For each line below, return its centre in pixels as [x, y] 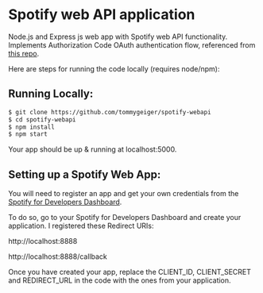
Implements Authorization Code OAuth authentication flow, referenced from [132, 44]
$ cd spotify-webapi [43, 120]
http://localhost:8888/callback [58, 256]
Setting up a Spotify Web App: [85, 174]
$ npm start [28, 134]
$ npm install [32, 127]
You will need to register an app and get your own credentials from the [124, 194]
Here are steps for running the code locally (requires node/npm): [114, 68]
